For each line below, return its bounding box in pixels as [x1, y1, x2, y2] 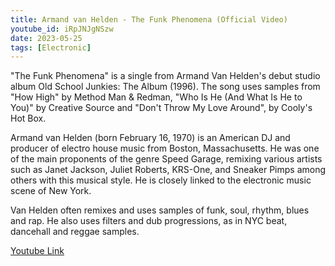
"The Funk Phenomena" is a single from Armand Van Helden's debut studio [10, 70, 321, 82]
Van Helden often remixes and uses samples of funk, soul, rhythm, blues [10, 204, 310, 216]
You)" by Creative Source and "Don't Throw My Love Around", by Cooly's [10, 102, 313, 114]
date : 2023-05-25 [10, 33, 83, 43]
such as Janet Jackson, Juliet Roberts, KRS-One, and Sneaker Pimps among [10, 164, 327, 176]
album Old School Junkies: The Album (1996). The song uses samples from [10, 81, 321, 93]
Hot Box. [10, 112, 47, 125]
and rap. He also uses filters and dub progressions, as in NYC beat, [10, 215, 288, 227]
